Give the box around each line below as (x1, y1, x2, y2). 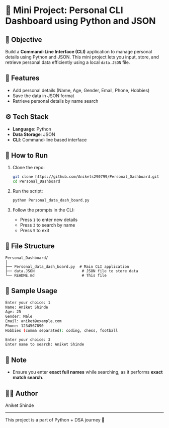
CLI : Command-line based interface (12, 136, 87, 142)
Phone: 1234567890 (5, 323, 44, 329)
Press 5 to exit (20, 228, 49, 234)
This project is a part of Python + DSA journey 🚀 (5, 417, 105, 423)
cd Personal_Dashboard (12, 179, 60, 184)
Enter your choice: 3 (5, 337, 51, 342)
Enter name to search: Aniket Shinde (5, 342, 84, 347)
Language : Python (12, 126, 51, 132)
